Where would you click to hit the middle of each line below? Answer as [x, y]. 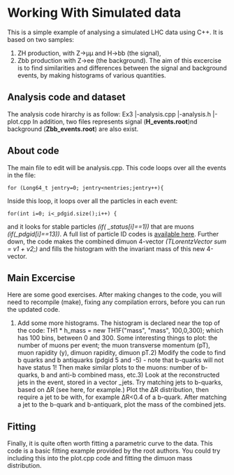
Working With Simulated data [94, 13]
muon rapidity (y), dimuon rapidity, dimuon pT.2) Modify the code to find [121, 353]
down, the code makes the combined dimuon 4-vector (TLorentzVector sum [117, 241]
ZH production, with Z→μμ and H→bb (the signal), [89, 53]
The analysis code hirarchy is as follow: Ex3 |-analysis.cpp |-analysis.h [109, 114]
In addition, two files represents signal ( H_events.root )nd [115, 121]
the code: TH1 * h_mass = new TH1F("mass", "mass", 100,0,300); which [120, 331]
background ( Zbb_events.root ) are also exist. [73, 129]
